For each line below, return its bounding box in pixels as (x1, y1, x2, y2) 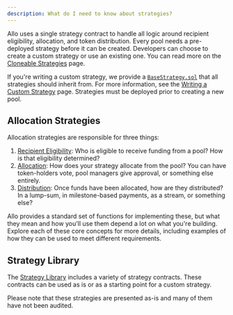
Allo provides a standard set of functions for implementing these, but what (7, 212, 220, 220)
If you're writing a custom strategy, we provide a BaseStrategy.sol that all (7, 72, 218, 81)
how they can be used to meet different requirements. (7, 234, 162, 243)
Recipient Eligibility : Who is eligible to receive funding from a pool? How (17, 147, 223, 155)
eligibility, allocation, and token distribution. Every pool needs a (7, 36, 188, 45)
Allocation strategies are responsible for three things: (7, 133, 160, 141)
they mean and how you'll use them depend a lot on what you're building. (7, 220, 218, 228)
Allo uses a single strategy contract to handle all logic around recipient (7, 29, 209, 38)
